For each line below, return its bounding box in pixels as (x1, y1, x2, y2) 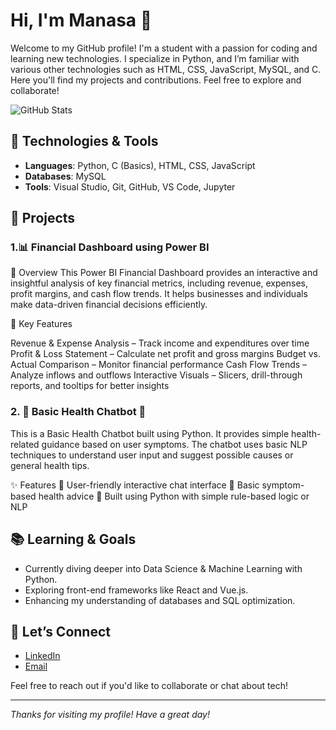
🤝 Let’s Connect (10, 623, 111, 640)
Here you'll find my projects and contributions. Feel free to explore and (10, 74, 302, 86)
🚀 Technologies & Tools (10, 133, 159, 150)
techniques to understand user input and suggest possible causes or (10, 449, 294, 461)
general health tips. (10, 459, 90, 471)
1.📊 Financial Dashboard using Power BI (10, 240, 210, 254)
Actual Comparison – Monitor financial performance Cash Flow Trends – (10, 359, 308, 371)
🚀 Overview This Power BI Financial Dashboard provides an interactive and (10, 267, 318, 279)
